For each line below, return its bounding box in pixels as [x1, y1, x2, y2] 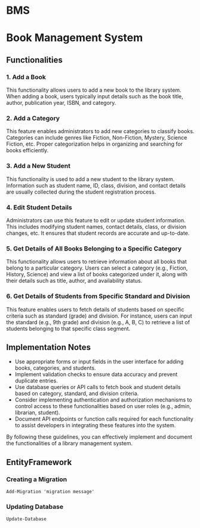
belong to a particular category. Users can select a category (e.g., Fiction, [6, 264, 188, 271]
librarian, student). [14, 409, 61, 417]
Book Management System [6, 31, 143, 45]
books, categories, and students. [14, 364, 96, 372]
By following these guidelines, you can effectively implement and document [6, 433, 193, 440]
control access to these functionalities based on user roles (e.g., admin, [14, 403, 192, 410]
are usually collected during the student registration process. [6, 188, 156, 195]
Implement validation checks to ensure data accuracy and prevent [14, 371, 178, 378]
